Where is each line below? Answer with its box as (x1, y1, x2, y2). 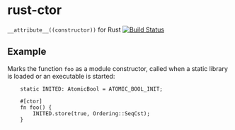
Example (7, 46, 47, 58)
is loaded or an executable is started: (7, 72, 115, 80)
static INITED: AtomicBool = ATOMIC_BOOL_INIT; (20, 85, 163, 93)
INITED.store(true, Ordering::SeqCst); (33, 110, 151, 117)
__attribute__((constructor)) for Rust (7, 25, 122, 34)
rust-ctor (7, 2, 62, 18)
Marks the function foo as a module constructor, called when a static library (7, 64, 229, 72)
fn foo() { (20, 104, 52, 111)
